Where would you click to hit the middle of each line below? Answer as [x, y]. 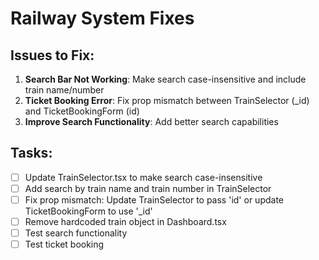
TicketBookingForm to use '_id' [88, 211]
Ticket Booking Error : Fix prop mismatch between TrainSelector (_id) [167, 100]
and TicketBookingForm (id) [82, 111]
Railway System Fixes [102, 18]
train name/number [64, 90]
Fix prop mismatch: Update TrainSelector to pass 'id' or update [154, 199]
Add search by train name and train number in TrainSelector [148, 188]
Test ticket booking [64, 244]
